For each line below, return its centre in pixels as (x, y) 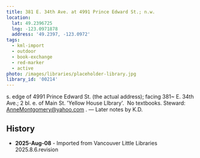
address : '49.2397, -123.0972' (51, 35)
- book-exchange (32, 57)
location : (19, 18)
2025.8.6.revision (37, 150)
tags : (13, 40)
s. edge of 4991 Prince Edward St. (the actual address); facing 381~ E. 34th (100, 97)
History (21, 129)
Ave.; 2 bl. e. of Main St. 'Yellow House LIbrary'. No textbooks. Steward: (96, 103)
